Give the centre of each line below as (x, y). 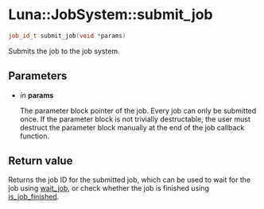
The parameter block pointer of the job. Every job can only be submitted (138, 110)
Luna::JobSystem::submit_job (111, 15)
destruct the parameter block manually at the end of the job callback (132, 127)
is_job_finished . (34, 197)
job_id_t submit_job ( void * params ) (67, 36)
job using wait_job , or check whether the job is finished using (109, 188)
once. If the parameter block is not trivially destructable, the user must (135, 119)
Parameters (38, 76)
